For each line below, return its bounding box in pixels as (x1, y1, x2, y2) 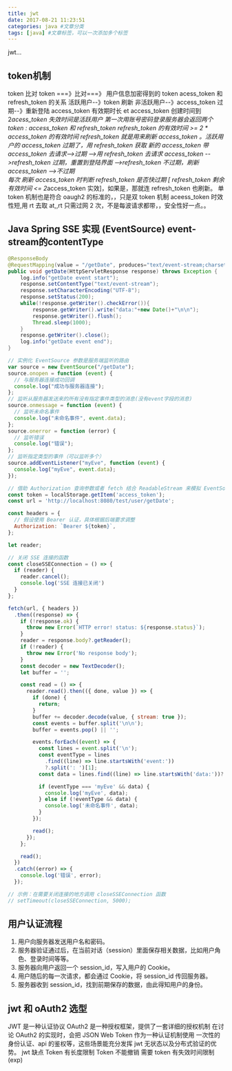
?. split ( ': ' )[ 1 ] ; (44, 764, 98, 771)
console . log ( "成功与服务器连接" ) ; (14, 383, 105, 390)
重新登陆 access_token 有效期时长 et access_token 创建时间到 (25, 107, 202, 115)
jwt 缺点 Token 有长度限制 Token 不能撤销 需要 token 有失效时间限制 (21, 1048, 215, 1057)
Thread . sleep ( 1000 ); (32, 319, 92, 326)
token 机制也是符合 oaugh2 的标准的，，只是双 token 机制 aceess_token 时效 (8, 193, 223, 201)
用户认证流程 (8, 918, 63, 930)
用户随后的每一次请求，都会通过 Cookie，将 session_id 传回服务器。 (17, 972, 212, 980)
